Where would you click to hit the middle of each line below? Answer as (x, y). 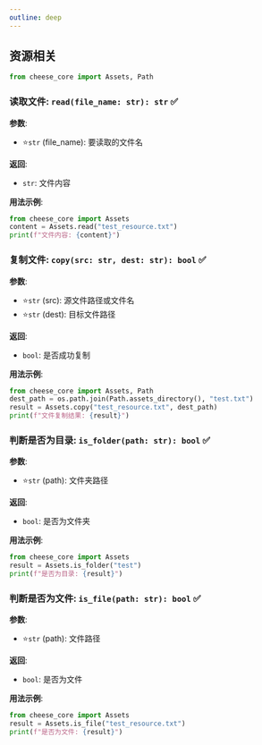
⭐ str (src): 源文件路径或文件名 (78, 300)
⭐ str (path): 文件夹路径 (65, 480)
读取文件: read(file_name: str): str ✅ (94, 102)
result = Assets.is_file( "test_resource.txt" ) (97, 724)
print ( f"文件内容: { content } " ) (65, 235)
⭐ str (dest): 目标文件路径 (69, 314)
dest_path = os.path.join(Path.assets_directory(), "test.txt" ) (131, 399)
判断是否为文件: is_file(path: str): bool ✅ (105, 598)
